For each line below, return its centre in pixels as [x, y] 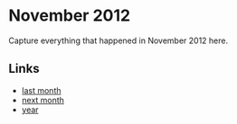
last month [41, 90]
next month [43, 100]
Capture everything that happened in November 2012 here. [118, 40]
